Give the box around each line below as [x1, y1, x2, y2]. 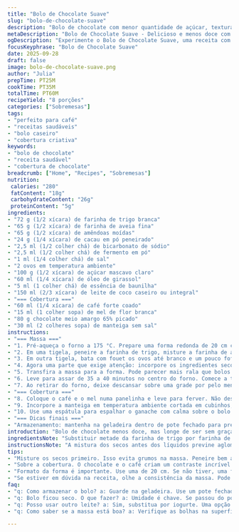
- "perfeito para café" [7, 116, 78, 123]
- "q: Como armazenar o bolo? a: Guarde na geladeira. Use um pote [7, 488, 212, 495]
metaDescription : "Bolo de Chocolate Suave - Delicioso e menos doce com [7, 30, 231, 38]
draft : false [7, 57, 46, 64]
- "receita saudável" [7, 156, 72, 164]
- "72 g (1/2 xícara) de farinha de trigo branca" [7, 216, 161, 223]
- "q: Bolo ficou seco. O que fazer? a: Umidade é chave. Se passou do [7, 494, 224, 501]
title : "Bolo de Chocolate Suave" [7, 10, 110, 18]
